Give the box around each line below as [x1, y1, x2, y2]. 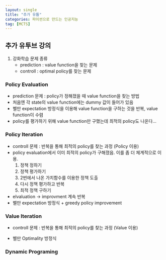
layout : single [5, 7, 37, 13]
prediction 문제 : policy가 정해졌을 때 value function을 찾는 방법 [12, 93, 140, 99]
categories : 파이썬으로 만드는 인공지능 [5, 17, 78, 22]
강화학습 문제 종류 [12, 56, 48, 62]
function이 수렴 [12, 112, 44, 118]
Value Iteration [5, 212, 42, 219]
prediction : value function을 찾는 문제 [20, 62, 97, 68]
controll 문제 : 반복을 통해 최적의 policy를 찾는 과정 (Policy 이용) [12, 143, 139, 149]
